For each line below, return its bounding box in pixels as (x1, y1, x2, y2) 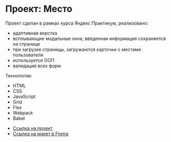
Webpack (12, 110, 33, 116)
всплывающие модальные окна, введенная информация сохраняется (12, 35, 166, 42)
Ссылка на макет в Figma (12, 130, 69, 136)
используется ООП (12, 57, 55, 63)
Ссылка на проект (12, 125, 53, 131)
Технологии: (5, 72, 32, 78)
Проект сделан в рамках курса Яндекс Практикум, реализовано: (5, 20, 148, 26)
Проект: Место (5, 3, 73, 15)
